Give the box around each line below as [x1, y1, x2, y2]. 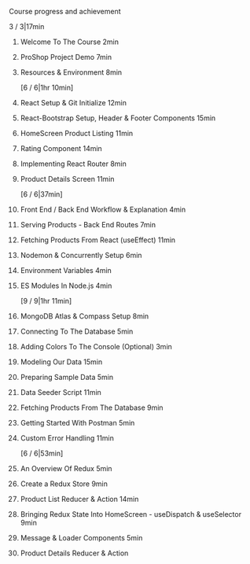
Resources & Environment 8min [20, 68, 123, 77]
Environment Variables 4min [20, 266, 112, 275]
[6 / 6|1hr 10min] [20, 83, 74, 92]
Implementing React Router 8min [20, 159, 127, 168]
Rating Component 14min [20, 144, 103, 153]
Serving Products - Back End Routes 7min [20, 220, 156, 229]
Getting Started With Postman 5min [20, 418, 135, 427]
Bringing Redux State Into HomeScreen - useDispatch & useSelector [20, 510, 242, 518]
